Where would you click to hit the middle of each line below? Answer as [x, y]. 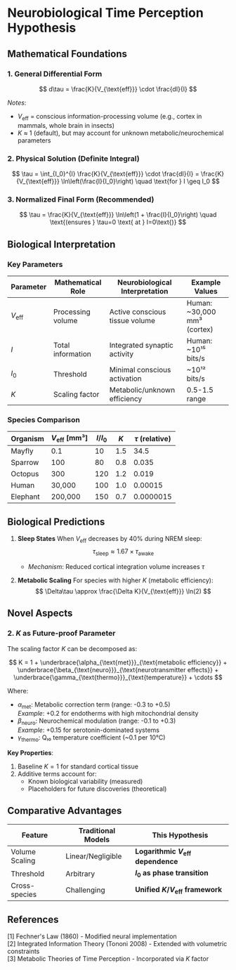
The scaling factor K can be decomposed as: [72, 648]
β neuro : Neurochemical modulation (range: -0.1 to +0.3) [97, 722]
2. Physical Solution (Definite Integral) [73, 158]
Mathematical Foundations [67, 54]
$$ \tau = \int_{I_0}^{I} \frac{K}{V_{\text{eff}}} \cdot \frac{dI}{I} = [105, 173]
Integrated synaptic [141, 345]
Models [97, 839]
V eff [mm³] [70, 439]
